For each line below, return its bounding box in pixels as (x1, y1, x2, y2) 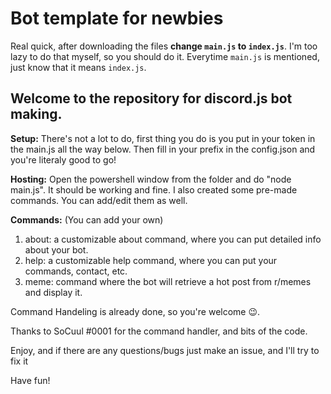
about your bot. (24, 243, 89, 256)
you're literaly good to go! (10, 153, 117, 166)
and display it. (24, 286, 83, 298)
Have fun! (10, 374, 51, 386)
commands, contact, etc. (24, 265, 128, 277)
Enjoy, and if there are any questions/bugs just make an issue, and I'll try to (10, 344, 320, 356)
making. (10, 106, 63, 123)
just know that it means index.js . (10, 61, 147, 73)
